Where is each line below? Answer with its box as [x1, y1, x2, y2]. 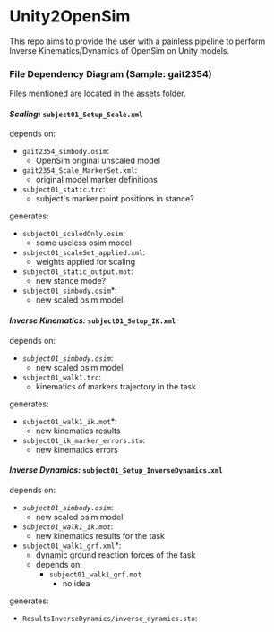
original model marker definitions [35, 175, 158, 185]
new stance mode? [35, 276, 106, 286]
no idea [62, 577, 90, 588]
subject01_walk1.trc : [21, 372, 101, 382]
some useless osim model [35, 237, 132, 248]
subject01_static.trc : [21, 184, 106, 194]
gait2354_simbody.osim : [21, 146, 110, 157]
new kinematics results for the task [35, 530, 166, 541]
